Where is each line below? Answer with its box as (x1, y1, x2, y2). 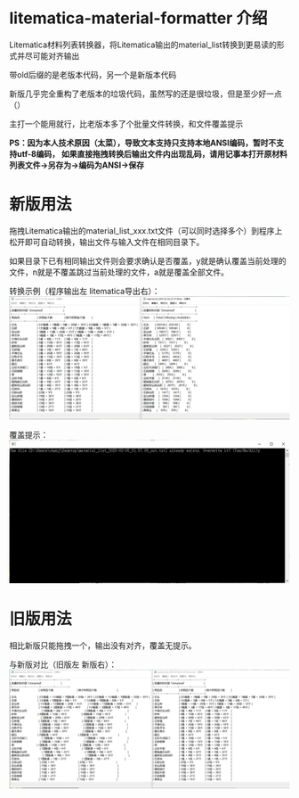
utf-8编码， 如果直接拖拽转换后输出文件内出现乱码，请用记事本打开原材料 (16, 148, 287, 159)
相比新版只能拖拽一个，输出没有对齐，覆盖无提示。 (9, 640, 197, 651)
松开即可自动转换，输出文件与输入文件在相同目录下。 (9, 236, 205, 247)
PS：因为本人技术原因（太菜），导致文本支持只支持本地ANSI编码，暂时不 (9, 137, 277, 148)
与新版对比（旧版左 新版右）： (9, 659, 117, 670)
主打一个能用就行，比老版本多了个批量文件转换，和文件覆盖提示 (9, 118, 243, 129)
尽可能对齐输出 (24, 50, 80, 61)
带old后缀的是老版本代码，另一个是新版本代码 (9, 69, 177, 80)
